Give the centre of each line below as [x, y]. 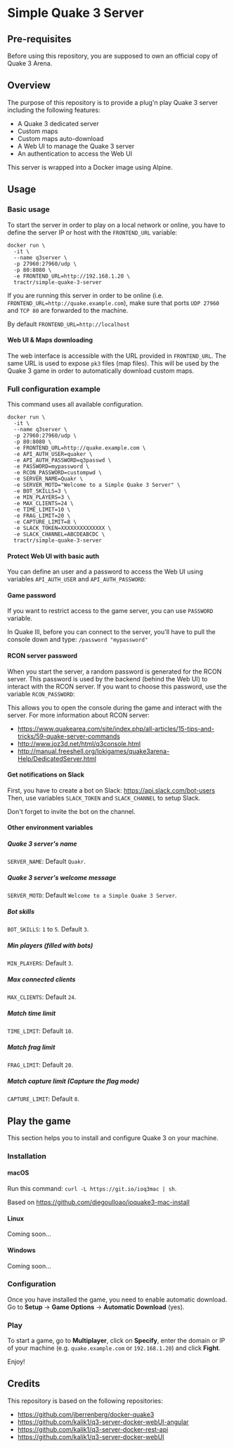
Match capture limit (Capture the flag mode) [73, 1081]
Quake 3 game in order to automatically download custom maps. [101, 371]
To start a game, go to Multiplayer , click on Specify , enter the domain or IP [116, 1341]
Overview [29, 86]
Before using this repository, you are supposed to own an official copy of [112, 56]
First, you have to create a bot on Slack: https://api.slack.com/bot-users [111, 790]
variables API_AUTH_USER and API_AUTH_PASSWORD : [77, 579]
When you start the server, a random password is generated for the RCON [115, 672]
